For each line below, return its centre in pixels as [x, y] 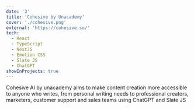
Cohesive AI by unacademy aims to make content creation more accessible [97, 87]
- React [21, 38]
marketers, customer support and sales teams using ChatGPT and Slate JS [96, 100]
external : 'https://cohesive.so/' [48, 28]
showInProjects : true [32, 71]
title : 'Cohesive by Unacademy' [45, 17]
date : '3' [18, 11]
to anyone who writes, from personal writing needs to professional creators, [97, 94]
